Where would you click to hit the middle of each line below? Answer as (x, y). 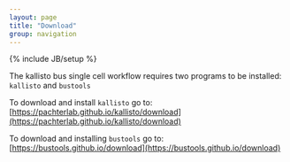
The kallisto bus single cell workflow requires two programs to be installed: (145, 76)
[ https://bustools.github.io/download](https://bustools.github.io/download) (145, 148)
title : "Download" (43, 26)
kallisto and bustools (50, 86)
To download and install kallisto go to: (81, 103)
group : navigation (43, 34)
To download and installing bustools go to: (87, 139)
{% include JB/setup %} (53, 59)
